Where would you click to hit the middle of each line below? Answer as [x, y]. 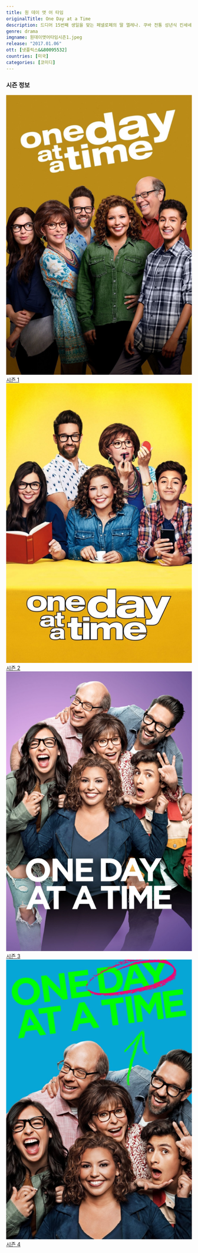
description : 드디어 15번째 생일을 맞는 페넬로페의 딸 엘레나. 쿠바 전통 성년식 [92, 25]
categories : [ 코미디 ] [31, 62]
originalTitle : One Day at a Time [49, 19]
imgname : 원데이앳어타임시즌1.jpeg [44, 38]
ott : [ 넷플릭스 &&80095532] [37, 50]
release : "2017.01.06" [34, 44]
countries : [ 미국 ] [27, 56]
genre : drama [22, 31]
